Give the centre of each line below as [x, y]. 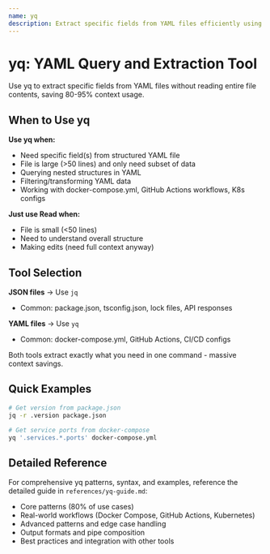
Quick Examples [50, 389]
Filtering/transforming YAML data [76, 181]
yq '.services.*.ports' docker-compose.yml [83, 438]
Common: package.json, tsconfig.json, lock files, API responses [126, 308]
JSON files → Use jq [43, 292]
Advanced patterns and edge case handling [93, 524]
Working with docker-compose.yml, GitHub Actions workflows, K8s [132, 190]
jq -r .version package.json [57, 415]
